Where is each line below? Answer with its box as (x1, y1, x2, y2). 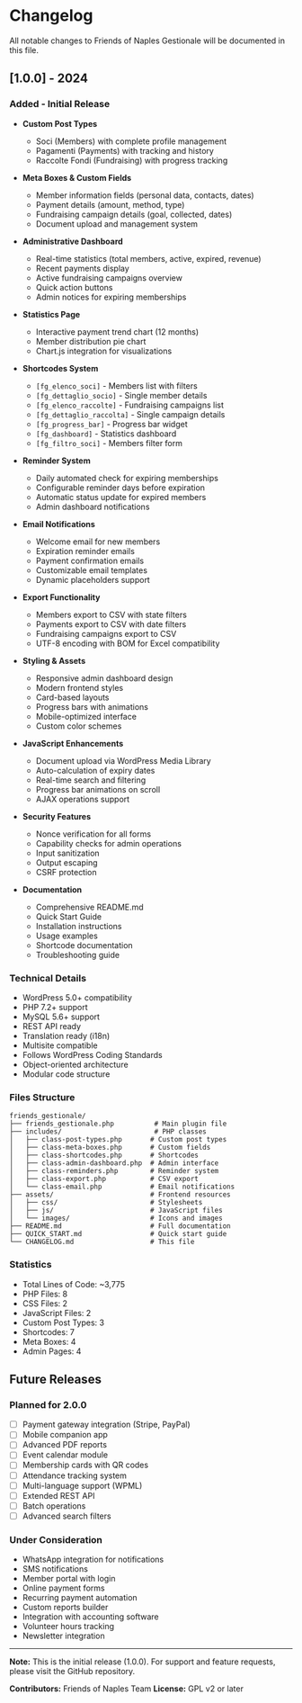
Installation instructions (35, 920, 122, 931)
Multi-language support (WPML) (22, 1480, 143, 1491)
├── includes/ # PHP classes (9, 1127, 207, 1136)
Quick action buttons (35, 282, 113, 292)
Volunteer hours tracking (22, 1621, 115, 1632)
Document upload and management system (35, 218, 199, 229)
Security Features (22, 811, 92, 821)
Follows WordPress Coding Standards (22, 1049, 164, 1060)
